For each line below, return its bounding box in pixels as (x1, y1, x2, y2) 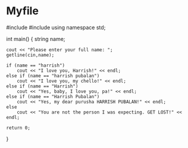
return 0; (6, 125, 31, 131)
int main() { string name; (6, 35, 65, 42)
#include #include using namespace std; (6, 24, 106, 31)
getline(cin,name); (6, 52, 55, 58)
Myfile (6, 4, 39, 18)
